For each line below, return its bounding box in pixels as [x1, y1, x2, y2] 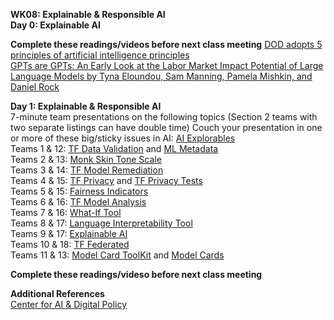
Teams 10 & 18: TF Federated [10, 239, 130, 250]
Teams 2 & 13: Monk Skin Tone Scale [10, 154, 162, 165]
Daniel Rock [10, 81, 60, 93]
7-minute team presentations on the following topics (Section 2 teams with [10, 111, 318, 123]
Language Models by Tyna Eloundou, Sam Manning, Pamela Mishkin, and [10, 70, 313, 82]
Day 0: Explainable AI [10, 19, 101, 31]
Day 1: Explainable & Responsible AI [10, 100, 162, 112]
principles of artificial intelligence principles [10, 49, 190, 61]
